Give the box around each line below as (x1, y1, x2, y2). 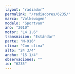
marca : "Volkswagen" (5, 16, 47, 21)
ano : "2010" (5, 25, 29, 30)
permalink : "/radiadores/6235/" (5, 12, 71, 17)
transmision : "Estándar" (5, 35, 56, 39)
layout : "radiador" (5, 7, 45, 12)
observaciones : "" (5, 57, 42, 62)
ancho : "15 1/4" (5, 52, 38, 57)
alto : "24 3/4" (5, 48, 36, 53)
